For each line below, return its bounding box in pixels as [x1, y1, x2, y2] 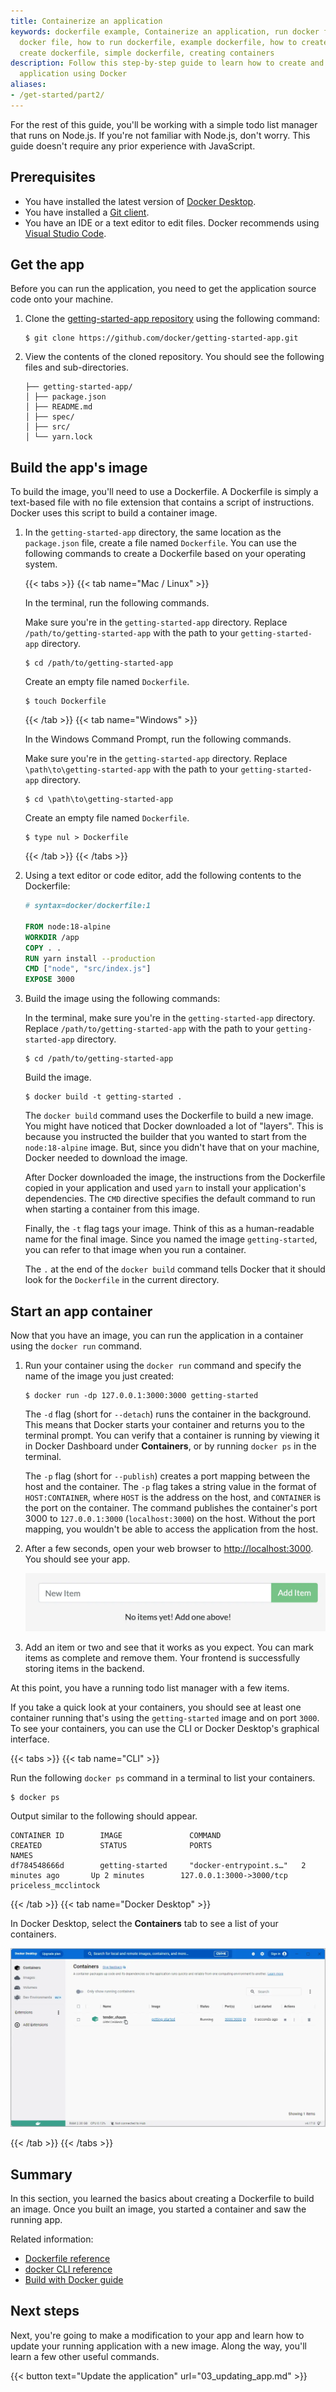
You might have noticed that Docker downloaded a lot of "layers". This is [24, 1120, 324, 1132]
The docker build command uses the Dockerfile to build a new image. [24, 1110, 314, 1122]
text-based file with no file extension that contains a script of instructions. [10, 496, 315, 509]
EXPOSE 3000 [24, 975, 75, 985]
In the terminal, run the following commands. [24, 597, 210, 609]
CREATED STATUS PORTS [10, 1841, 213, 1851]
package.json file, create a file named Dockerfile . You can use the [24, 537, 298, 549]
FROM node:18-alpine [24, 921, 111, 932]
